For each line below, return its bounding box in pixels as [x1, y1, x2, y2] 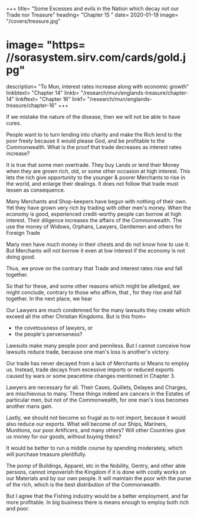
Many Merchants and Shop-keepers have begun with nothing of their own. [6, 198, 188, 205]
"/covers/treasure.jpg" [6, 18, 61, 24]
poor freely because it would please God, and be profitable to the [6, 137, 165, 144]
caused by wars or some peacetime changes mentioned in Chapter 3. [6, 372, 176, 379]
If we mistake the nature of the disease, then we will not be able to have [6, 113, 181, 120]
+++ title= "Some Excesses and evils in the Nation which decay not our [6, 5, 179, 12]
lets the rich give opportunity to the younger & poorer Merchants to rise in [6, 174, 186, 181]
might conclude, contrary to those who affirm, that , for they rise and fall [6, 289, 182, 296]
